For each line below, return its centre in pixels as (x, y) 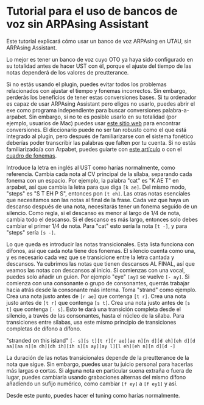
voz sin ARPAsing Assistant (78, 24)
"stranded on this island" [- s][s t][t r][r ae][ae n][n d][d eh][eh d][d (101, 340)
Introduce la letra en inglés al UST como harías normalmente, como (91, 167)
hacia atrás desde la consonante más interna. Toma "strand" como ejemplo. (101, 290)
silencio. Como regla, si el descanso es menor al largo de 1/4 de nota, (93, 213)
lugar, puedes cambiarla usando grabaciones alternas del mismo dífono (96, 377)
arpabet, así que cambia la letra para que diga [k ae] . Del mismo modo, (96, 187)
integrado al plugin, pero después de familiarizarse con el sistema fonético (100, 136)
